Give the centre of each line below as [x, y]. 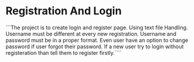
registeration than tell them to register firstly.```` [64, 52]
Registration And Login [64, 11]
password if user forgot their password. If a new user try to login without [95, 46]
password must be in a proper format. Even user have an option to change [97, 40]
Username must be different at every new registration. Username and [91, 33]
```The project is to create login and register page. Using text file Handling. [97, 27]
